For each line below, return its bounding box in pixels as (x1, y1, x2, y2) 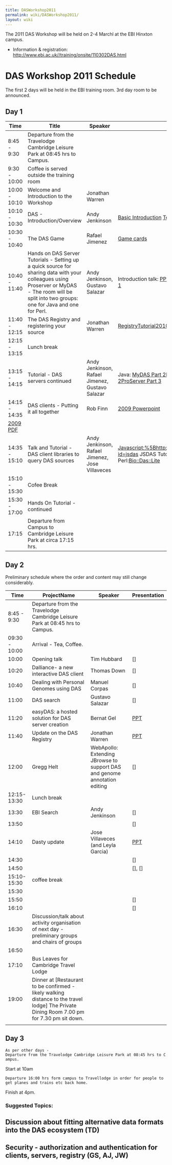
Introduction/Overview (27, 217, 82, 224)
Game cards (117, 235, 147, 242)
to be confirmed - (32, 982, 75, 989)
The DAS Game (27, 235, 65, 242)
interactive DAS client (32, 670, 84, 677)
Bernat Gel (90, 714, 116, 722)
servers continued (27, 378, 72, 385)
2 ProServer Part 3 (117, 378, 162, 385)
